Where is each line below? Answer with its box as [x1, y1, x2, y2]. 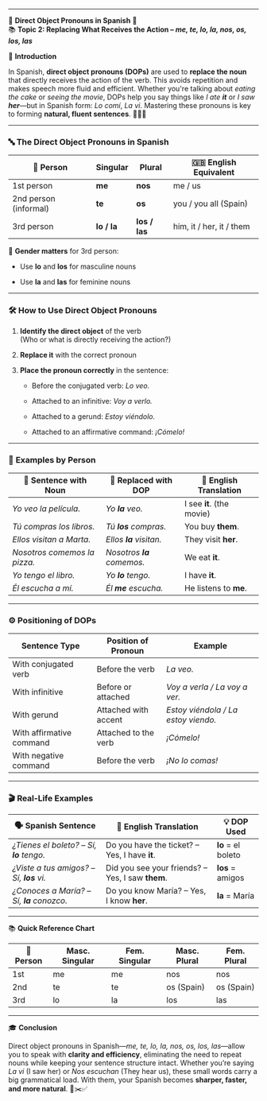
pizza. [12, 556, 36, 568]
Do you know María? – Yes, [106, 886, 207, 897]
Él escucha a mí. [12, 582, 74, 593]
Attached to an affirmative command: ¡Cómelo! [31, 427, 185, 436]
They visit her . [184, 533, 238, 545]
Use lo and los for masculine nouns [19, 262, 137, 271]
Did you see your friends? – [106, 863, 208, 874]
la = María [217, 890, 255, 901]
